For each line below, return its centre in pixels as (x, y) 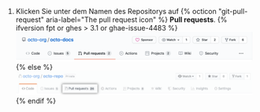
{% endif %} (36, 100)
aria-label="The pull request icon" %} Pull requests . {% (137, 20)
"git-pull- (233, 11)
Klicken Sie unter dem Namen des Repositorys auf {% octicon (116, 11)
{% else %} (34, 67)
